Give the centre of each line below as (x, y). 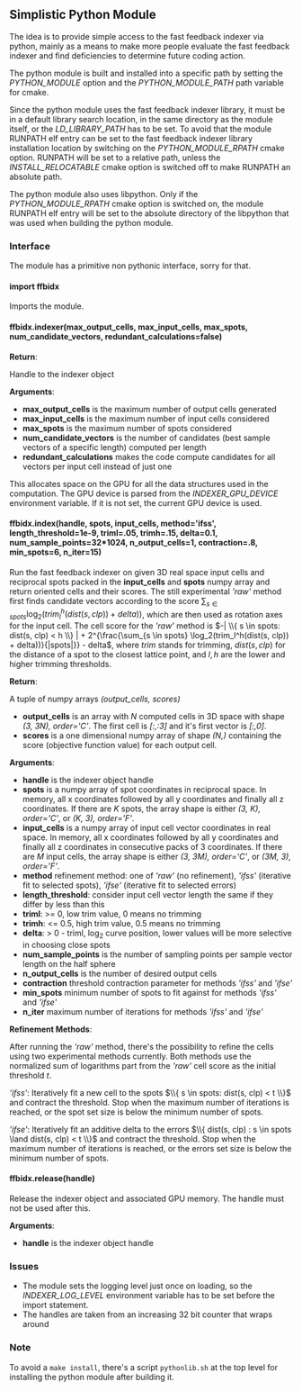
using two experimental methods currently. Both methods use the (130, 1056)
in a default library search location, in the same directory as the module (141, 119)
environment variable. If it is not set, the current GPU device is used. (136, 502)
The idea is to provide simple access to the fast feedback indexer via (137, 36)
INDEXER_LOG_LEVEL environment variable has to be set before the (149, 1296)
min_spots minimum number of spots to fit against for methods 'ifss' (149, 992)
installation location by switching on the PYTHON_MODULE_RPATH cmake (147, 148)
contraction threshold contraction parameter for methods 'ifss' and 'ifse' (157, 983)
